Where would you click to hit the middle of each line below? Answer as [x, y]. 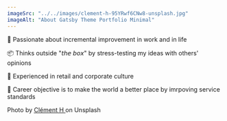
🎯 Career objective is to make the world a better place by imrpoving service [114, 89]
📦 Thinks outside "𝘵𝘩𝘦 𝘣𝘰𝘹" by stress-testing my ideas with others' [103, 53]
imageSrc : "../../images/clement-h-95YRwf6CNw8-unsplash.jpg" [98, 13]
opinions [20, 63]
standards [21, 96]
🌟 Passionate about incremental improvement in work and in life [97, 39]
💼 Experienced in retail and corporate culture [70, 76]
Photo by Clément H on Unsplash [54, 109]
